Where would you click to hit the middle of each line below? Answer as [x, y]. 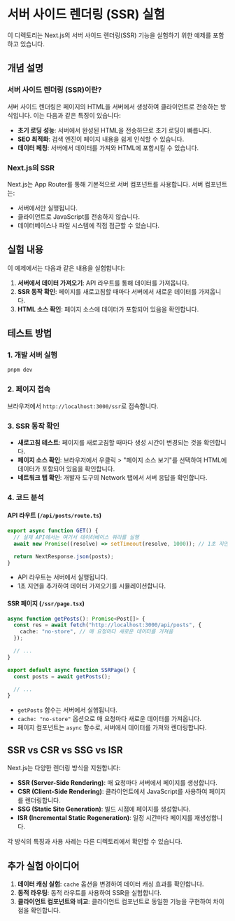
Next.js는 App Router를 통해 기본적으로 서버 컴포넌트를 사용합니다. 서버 [105, 184]
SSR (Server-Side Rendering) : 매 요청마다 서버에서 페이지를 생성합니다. [117, 783]
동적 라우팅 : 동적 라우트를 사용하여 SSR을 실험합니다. [90, 892]
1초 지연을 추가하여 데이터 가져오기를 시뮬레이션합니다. [92, 586]
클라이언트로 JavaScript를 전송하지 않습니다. [79, 216]
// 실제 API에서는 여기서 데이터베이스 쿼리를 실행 [76, 537]
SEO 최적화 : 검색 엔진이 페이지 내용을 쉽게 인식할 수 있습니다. [101, 139]
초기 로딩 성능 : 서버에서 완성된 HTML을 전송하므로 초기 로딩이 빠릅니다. [114, 130]
